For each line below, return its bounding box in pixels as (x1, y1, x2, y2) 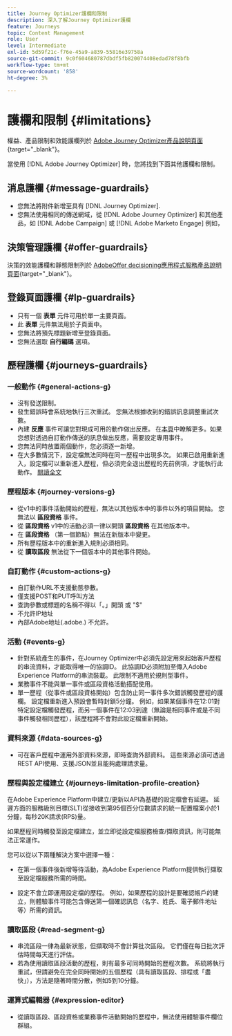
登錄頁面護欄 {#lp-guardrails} (7, 292, 136, 304)
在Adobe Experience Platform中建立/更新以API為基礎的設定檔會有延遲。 (7, 795, 213, 803)
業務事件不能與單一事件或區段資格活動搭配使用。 (17, 680, 157, 688)
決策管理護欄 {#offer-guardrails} (7, 241, 148, 253)
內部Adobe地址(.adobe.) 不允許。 (17, 618, 113, 627)
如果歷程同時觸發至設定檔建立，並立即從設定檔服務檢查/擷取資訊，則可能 (7, 827, 215, 835)
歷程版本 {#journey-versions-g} (7, 487, 116, 497)
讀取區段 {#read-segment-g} (7, 925, 106, 934)
